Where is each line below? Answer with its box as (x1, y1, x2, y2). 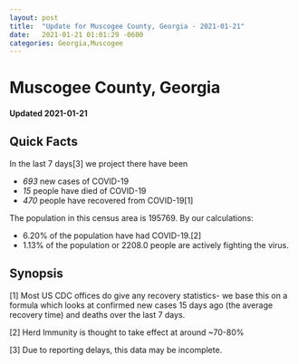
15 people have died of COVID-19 (22, 185, 147, 196)
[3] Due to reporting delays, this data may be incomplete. (9, 344, 223, 355)
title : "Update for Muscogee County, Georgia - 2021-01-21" (9, 22, 245, 31)
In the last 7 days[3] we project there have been (9, 158, 188, 168)
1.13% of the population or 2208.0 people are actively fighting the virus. (22, 239, 290, 250)
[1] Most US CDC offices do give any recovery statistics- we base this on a (9, 290, 288, 301)
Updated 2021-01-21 (9, 108, 88, 119)
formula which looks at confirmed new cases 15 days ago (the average (9, 300, 274, 311)
